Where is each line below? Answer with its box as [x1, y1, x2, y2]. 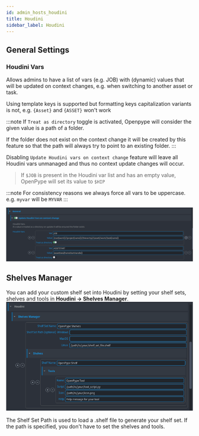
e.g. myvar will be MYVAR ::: [6, 196, 68, 203]
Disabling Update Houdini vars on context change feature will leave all [6, 154, 178, 161]
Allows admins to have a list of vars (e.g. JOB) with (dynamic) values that [6, 76, 185, 83]
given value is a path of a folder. [6, 125, 85, 132]
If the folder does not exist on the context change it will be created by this [6, 136, 187, 143]
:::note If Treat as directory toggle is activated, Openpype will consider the [6, 118, 192, 125]
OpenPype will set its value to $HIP [20, 178, 105, 185]
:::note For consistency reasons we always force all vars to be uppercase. [6, 189, 186, 197]
